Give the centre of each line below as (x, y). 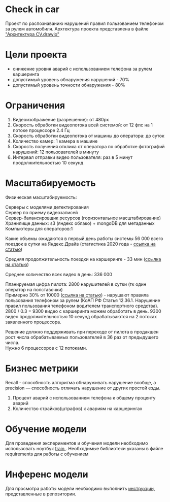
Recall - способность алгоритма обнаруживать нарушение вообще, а (81, 382)
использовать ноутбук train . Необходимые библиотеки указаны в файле (84, 448)
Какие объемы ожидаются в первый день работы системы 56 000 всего (84, 238)
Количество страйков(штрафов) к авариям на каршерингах (77, 408)
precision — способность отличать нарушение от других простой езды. (83, 388)
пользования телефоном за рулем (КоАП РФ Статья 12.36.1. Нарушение (83, 300)
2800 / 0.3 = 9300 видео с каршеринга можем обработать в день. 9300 (83, 311)
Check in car (32, 9)
